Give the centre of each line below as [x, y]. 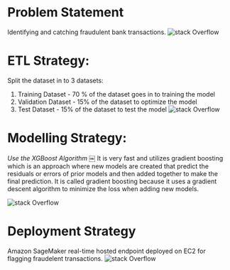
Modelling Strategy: [67, 138]
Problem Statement [66, 12]
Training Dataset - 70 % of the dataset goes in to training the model [116, 94]
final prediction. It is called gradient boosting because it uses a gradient [112, 181]
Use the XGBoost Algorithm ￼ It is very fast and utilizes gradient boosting [115, 158]
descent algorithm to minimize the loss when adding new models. [103, 188]
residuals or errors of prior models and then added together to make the [113, 173]
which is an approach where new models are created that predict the [108, 166]
